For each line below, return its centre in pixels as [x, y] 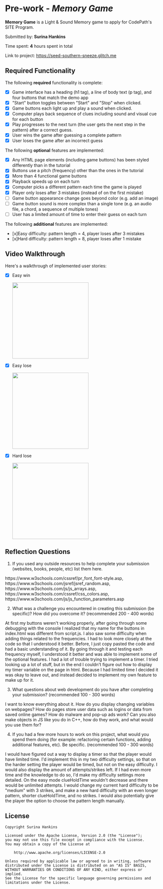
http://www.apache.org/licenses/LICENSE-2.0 [60, 853]
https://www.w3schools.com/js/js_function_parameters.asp [65, 599]
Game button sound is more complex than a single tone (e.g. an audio [82, 203]
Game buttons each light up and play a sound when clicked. [72, 108]
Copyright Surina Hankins [31, 827]
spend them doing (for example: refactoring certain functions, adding [81, 739]
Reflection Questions [38, 552]
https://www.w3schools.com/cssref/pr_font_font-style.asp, [64, 578]
